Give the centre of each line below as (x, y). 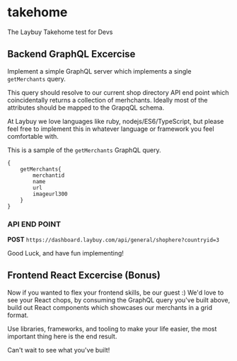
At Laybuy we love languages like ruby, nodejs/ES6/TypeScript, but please (116, 121)
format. (18, 315)
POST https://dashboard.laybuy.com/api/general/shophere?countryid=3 (113, 240)
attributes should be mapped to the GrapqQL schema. (86, 108)
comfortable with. (33, 136)
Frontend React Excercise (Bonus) (84, 276)
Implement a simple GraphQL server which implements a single (99, 71)
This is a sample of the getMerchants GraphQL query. (84, 150)
